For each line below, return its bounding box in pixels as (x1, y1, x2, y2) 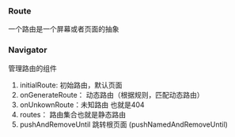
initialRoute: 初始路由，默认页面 (19, 80, 123, 90)
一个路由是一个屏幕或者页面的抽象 (8, 24, 119, 34)
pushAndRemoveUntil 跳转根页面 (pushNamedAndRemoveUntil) (19, 120, 228, 129)
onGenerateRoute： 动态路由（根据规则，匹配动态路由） (19, 90, 204, 99)
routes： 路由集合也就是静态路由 (19, 109, 127, 119)
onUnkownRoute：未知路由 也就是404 (19, 100, 145, 109)
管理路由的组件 (8, 63, 57, 72)
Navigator (8, 45, 47, 56)
